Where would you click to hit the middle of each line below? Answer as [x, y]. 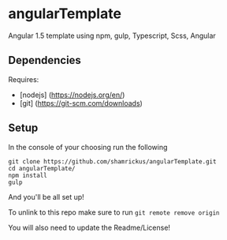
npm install [28, 175]
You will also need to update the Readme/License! [89, 227]
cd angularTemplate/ [42, 168]
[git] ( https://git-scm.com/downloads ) [81, 103]
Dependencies [45, 60]
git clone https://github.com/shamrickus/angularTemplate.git [112, 161]
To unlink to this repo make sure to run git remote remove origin [114, 212]
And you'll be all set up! [46, 197]
